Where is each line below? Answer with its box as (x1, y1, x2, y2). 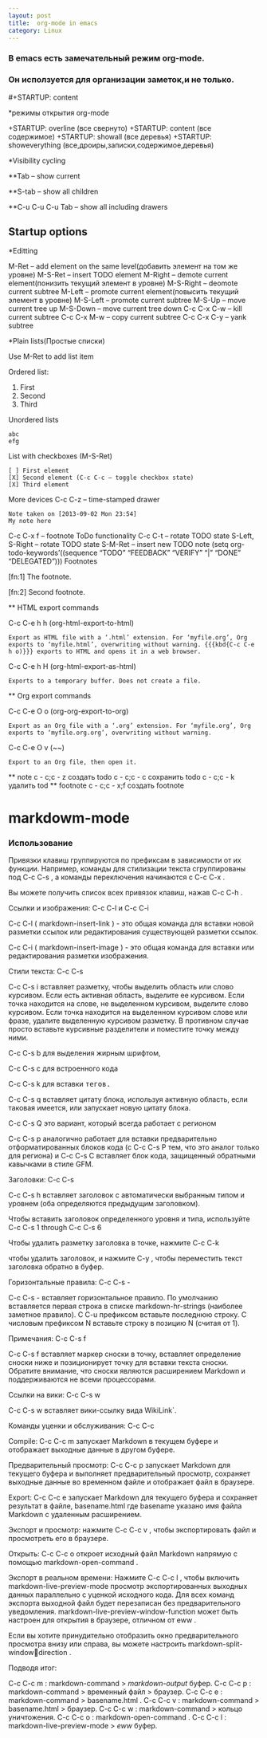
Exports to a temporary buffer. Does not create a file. (8, 677, 202, 686)
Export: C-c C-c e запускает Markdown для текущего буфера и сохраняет (8, 1492, 258, 1502)
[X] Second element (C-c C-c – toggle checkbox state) (8, 474, 194, 482)
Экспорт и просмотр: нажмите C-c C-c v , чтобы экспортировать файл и (8, 1524, 257, 1535)
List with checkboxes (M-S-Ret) (8, 451, 113, 461)
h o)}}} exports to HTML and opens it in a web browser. (8, 647, 202, 656)
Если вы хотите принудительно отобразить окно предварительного (8, 1630, 239, 1640)
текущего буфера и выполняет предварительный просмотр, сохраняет (8, 1469, 251, 1478)
